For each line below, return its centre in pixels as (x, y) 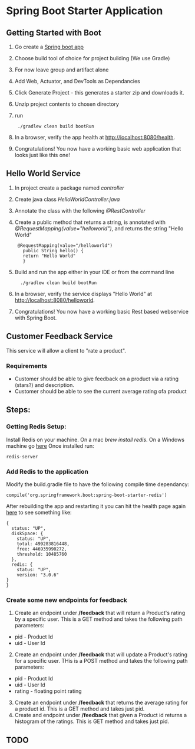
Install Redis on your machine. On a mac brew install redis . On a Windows (95, 439)
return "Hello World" (49, 256)
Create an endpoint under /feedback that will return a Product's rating (100, 613)
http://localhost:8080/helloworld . (55, 300)
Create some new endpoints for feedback (67, 600)
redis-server (22, 457)
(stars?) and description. (44, 385)
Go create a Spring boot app (49, 47)
